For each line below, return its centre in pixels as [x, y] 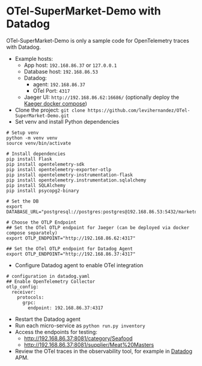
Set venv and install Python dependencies [67, 121]
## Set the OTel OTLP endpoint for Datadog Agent [70, 248]
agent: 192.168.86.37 [59, 84]
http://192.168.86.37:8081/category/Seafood [78, 338]
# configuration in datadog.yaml [48, 276]
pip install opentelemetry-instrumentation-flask [70, 175]
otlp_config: [23, 287]
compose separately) [32, 233]
